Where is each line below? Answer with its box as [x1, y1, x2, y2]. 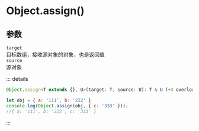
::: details [6, 76, 28, 82]
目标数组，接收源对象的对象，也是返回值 [6, 51, 105, 58]
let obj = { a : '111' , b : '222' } [6, 97, 92, 103]
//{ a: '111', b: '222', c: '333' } [6, 108, 97, 114]
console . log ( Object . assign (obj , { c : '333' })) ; [6, 103, 129, 109]
